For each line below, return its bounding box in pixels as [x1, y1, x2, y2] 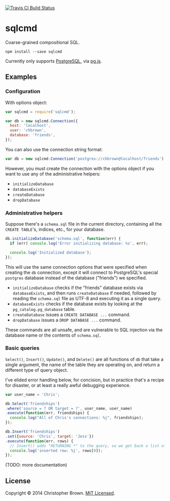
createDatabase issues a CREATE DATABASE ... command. [12, 311, 131, 317]
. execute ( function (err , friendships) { [5, 411, 90, 416]
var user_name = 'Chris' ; [5, 392, 60, 397]
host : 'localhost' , [10, 123, 51, 128]
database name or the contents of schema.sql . [5, 332, 101, 338]
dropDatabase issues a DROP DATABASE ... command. [12, 317, 121, 323]
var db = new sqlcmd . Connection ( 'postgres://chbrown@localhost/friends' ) [5, 156, 164, 161]
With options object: [5, 99, 48, 105]
